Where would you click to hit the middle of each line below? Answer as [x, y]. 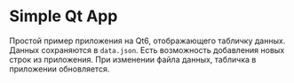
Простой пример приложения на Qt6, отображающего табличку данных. [147, 41]
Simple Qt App [64, 16]
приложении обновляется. [60, 69]
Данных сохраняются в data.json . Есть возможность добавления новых [147, 49]
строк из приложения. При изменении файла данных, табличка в [133, 59]
